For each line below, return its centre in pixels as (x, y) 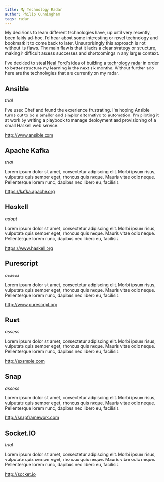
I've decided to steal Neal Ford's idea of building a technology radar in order (82, 63)
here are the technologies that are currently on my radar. (62, 73)
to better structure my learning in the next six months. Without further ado (80, 68)
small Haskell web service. (32, 126)
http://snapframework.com (32, 418)
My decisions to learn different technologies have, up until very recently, (78, 33)
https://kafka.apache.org (30, 192)
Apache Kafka (27, 150)
